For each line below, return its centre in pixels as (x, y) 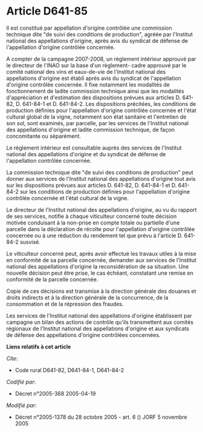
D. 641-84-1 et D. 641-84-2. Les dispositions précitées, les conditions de (106, 103)
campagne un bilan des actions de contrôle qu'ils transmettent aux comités (100, 322)
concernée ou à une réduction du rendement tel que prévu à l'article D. (95, 235)
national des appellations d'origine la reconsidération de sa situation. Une (98, 266)
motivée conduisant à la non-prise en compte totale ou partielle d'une (93, 223)
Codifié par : (21, 382)
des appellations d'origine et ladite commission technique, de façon (91, 129)
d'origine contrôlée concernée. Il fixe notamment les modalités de (88, 84)
